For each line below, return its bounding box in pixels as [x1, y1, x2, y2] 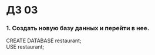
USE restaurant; [6, 43, 45, 50]
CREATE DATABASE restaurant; [6, 37, 82, 44]
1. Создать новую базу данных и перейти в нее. [6, 24, 150, 32]
